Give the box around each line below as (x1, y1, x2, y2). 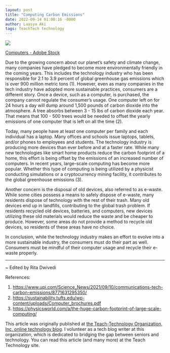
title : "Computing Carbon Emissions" (5, 12, 85, 17)
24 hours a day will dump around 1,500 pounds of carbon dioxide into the (5, 102, 158, 109)
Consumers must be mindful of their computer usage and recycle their (5, 245, 152, 251)
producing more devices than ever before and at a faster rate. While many (5, 145, 159, 151)
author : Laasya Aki (5, 21, 47, 27)
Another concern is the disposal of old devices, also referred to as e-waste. (5, 187, 163, 193)
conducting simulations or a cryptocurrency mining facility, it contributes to (5, 171, 162, 178)
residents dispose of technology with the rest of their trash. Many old (5, 197, 149, 203)
